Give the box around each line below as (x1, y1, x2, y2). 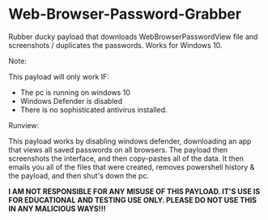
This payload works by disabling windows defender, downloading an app (8, 136, 252, 146)
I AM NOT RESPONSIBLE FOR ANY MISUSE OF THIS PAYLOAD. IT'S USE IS (8, 186, 261, 196)
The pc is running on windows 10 (19, 87, 131, 97)
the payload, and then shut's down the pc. (8, 170, 150, 180)
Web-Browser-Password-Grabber (8, 5, 241, 24)
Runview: (8, 120, 40, 130)
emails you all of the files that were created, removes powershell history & (8, 162, 255, 171)
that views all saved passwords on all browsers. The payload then (8, 145, 228, 154)
